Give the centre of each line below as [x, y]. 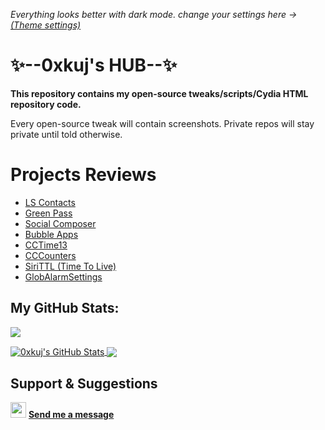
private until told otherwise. [66, 134]
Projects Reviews [83, 175]
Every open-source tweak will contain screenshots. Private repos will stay [162, 123]
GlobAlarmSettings [63, 276]
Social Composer [60, 223]
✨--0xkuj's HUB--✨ [94, 65]
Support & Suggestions [84, 383]
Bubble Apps [51, 234]
